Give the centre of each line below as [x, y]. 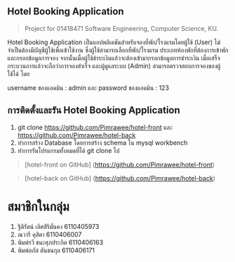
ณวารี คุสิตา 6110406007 [49, 234]
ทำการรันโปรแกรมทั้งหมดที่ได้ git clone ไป [68, 150]
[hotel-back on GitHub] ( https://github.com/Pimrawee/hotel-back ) [120, 178]
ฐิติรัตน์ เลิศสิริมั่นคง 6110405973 [58, 226]
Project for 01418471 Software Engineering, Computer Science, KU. [121, 28]
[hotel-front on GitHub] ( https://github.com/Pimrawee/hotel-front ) [120, 164]
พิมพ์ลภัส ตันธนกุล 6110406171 [56, 250]
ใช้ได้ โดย [19, 74]
